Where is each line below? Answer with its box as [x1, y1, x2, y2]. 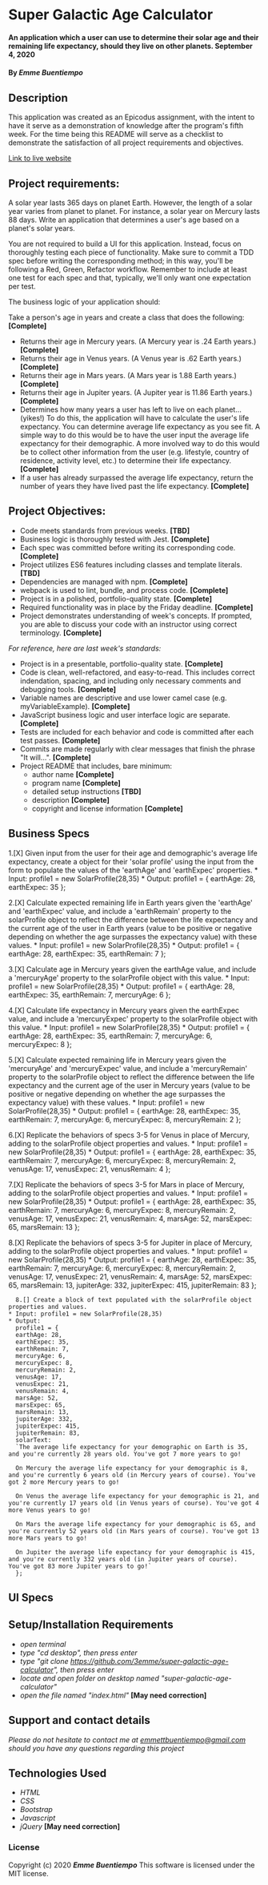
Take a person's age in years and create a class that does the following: [8, 312, 245, 322]
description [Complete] [31, 795, 110, 804]
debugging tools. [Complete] [19, 684, 117, 694]
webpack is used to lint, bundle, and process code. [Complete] [19, 585, 229, 594]
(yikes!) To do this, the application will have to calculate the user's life [19, 413, 250, 422]
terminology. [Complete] [19, 627, 102, 638]
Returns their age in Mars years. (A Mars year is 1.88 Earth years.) [19, 371, 238, 380]
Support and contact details [8, 1714, 150, 1727]
